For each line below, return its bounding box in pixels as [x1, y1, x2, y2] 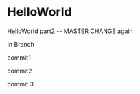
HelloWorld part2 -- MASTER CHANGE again [7, 27, 134, 35]
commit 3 [7, 80, 34, 88]
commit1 [7, 53, 31, 62]
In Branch [7, 40, 34, 48]
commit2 [7, 67, 32, 75]
